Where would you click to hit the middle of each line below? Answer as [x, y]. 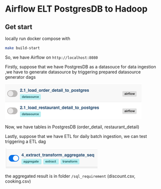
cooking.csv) [18, 181]
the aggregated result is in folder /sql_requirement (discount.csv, [70, 176]
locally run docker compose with [38, 38]
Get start [19, 27]
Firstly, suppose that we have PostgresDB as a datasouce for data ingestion [80, 67]
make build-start [23, 48]
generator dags [20, 77]
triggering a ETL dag [25, 141]
